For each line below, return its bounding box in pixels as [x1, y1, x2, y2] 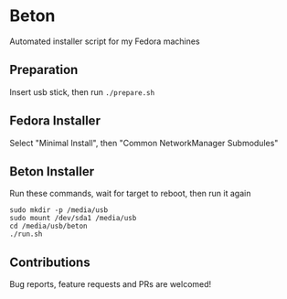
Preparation [9, 62, 79, 78]
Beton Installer [9, 164, 94, 179]
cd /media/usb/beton [9, 221, 89, 231]
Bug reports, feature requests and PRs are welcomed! [9, 279, 212, 290]
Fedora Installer [9, 113, 101, 129]
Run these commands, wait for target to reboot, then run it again [9, 188, 251, 199]
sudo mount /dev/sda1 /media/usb [9, 214, 137, 223]
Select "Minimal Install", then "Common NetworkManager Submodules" [9, 137, 279, 148]
